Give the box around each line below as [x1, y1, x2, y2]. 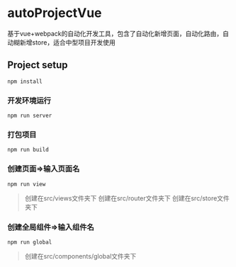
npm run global [7, 239, 52, 246]
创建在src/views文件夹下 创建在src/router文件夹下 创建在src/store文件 [24, 193, 230, 203]
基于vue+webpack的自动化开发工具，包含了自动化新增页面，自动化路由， [7, 29, 223, 38]
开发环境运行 [7, 96, 52, 106]
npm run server [7, 112, 52, 120]
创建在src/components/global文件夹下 [24, 251, 137, 260]
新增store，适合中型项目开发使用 [19, 38, 116, 47]
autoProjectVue [7, 5, 102, 21]
